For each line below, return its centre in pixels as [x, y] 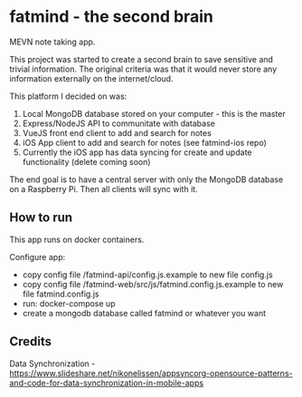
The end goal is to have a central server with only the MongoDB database [146, 179]
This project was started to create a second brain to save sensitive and [142, 59]
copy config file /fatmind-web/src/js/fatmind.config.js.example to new [153, 284]
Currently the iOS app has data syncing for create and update [137, 152]
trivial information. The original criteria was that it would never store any [143, 69]
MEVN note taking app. [52, 42]
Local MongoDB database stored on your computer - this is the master [154, 113]
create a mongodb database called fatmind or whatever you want [144, 313]
